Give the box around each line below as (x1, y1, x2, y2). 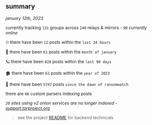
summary (5, 2, 35, 11)
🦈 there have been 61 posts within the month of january (5, 49, 117, 55)
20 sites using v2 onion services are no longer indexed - (5, 100, 118, 106)
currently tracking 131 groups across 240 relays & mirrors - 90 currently (5, 25, 147, 31)
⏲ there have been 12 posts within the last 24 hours (5, 39, 111, 45)
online (5, 30, 18, 35)
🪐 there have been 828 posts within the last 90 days (5, 59, 112, 64)
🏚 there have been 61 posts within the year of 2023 (5, 70, 110, 76)
